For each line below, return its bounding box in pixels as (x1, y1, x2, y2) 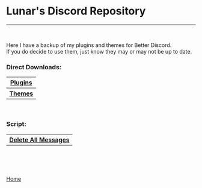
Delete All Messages (9, 136, 70, 144)
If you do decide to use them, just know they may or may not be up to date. (6, 48, 192, 55)
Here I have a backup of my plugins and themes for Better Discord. (6, 41, 172, 49)
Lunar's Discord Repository (6, 4, 146, 18)
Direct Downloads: (6, 63, 62, 71)
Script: (6, 120, 27, 128)
